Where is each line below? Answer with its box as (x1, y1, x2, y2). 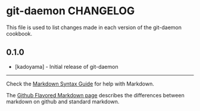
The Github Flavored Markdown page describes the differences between (6, 91, 185, 99)
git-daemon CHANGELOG (6, 4, 135, 18)
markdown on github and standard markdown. (6, 98, 120, 105)
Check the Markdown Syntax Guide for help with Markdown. (6, 80, 155, 87)
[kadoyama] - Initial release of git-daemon (14, 63, 118, 70)
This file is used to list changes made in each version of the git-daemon (6, 24, 182, 31)
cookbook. (6, 30, 33, 37)
